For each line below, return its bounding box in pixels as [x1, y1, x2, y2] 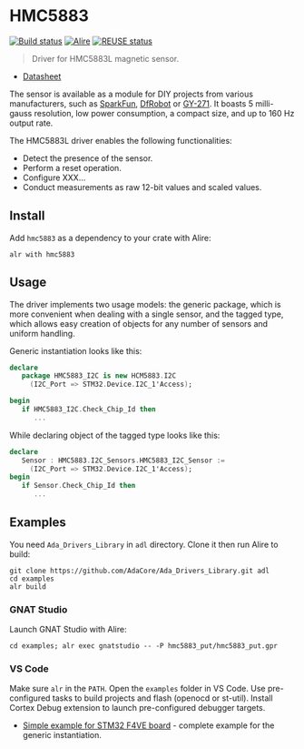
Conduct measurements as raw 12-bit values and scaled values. [22, 181, 262, 192]
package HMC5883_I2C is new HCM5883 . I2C [21, 371, 177, 380]
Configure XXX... [22, 172, 86, 183]
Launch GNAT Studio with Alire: [9, 624, 127, 635]
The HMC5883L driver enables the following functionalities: [9, 135, 233, 146]
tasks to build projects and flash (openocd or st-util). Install [52, 693, 274, 703]
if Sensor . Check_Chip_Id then [21, 481, 136, 491]
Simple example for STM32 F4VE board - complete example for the [22, 720, 275, 731]
